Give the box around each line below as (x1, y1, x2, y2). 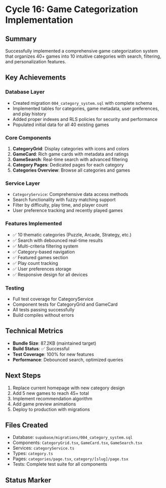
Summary (5, 34, 37, 43)
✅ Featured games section (12, 254, 68, 260)
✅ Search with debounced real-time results (12, 237, 103, 243)
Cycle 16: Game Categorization (5, 4, 138, 15)
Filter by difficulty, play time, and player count (12, 202, 108, 208)
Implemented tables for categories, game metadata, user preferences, (12, 105, 159, 111)
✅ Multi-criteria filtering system (12, 243, 78, 249)
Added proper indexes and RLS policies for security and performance (12, 116, 158, 122)
